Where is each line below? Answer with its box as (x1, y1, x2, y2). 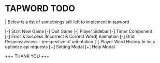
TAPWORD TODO (5, 3, 75, 14)
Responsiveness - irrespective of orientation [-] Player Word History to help (5, 38, 156, 44)
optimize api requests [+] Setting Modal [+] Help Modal (5, 44, 115, 49)
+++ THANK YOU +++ (5, 53, 50, 59)
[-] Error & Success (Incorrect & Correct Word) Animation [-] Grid (5, 33, 135, 39)
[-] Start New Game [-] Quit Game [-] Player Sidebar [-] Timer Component (5, 28, 152, 34)
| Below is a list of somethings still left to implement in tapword (5, 19, 130, 25)
